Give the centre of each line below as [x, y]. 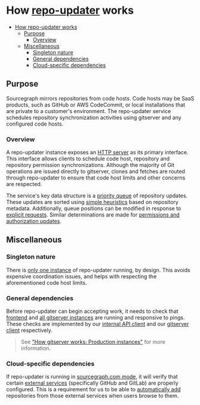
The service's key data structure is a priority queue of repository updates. [97, 196]
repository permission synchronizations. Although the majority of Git [90, 165]
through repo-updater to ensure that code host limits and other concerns [96, 178]
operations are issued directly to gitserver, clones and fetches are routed [96, 172]
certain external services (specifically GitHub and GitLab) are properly [93, 383]
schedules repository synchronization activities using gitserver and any [94, 117]
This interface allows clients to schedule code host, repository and [88, 159]
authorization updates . [34, 221]
